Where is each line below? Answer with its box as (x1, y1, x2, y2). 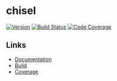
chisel (6, 4, 36, 17)
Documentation (14, 55, 52, 62)
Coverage (14, 68, 39, 75)
